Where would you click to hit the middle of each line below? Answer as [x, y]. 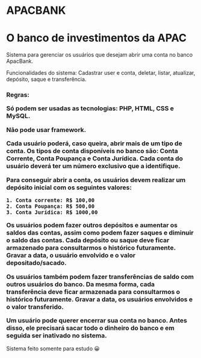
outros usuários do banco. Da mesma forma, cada [81, 284]
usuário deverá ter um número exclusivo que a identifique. [93, 166]
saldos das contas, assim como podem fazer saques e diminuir [100, 233]
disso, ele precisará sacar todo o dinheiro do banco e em [90, 328]
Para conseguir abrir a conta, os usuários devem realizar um [96, 180]
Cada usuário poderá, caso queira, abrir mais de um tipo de [94, 143]
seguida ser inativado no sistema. [57, 336]
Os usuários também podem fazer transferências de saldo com [100, 277]
